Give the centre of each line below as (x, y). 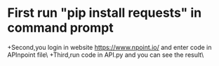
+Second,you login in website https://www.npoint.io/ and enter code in (109, 47)
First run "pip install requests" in (105, 13)
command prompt (60, 28)
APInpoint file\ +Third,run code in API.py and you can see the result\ (106, 55)
